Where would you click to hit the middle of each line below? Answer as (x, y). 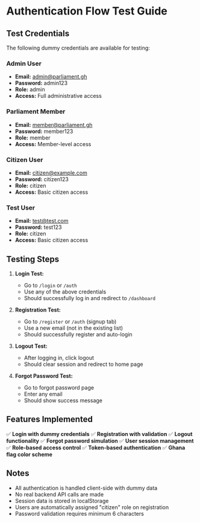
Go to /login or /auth (50, 285)
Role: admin (30, 89)
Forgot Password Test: (44, 376)
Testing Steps (33, 259)
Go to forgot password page (59, 387)
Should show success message (63, 400)
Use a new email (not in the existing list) (73, 328)
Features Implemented (50, 419)
